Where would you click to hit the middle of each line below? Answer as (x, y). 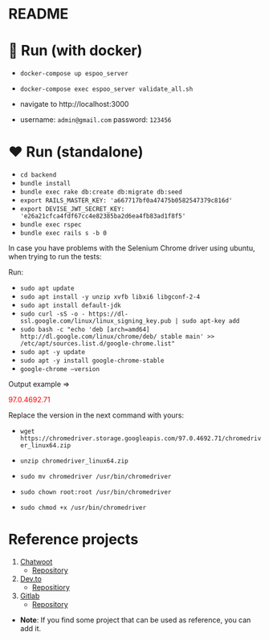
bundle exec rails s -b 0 (63, 234)
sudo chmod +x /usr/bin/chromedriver (83, 508)
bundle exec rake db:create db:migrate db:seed (101, 192)
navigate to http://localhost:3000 (74, 104)
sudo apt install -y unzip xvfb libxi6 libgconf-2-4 (110, 297)
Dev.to (31, 579)
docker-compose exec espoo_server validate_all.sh (106, 89)
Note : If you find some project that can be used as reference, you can (135, 620)
